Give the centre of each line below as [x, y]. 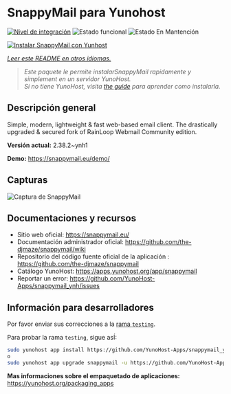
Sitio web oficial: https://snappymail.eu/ [73, 234]
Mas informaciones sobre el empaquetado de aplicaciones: [93, 375]
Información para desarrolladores [81, 307]
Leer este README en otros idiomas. [59, 58]
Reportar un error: [43, 278]
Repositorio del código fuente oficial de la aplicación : [93, 256]
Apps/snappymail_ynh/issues [58, 286]
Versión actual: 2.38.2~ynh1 [47, 145]
